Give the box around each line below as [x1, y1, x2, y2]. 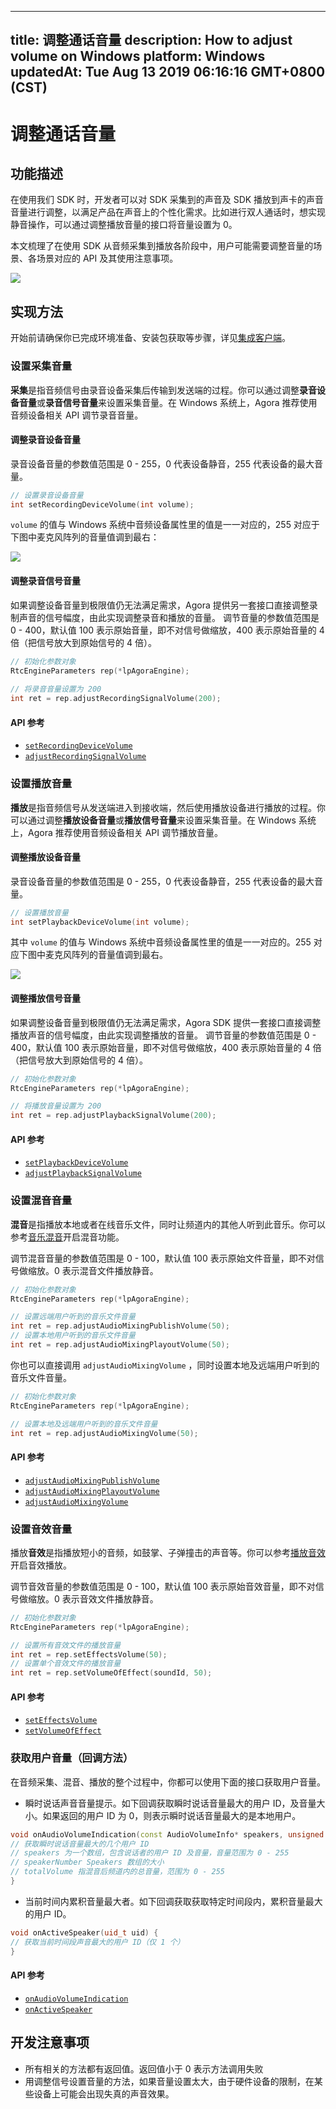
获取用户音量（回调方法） [10, 1751, 134, 1765]
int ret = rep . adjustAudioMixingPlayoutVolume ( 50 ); [10, 1340, 230, 1350]
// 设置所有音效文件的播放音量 [10, 1640, 122, 1650]
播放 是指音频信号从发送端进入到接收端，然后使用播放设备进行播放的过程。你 [10, 801, 326, 813]
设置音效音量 [10, 1522, 73, 1536]
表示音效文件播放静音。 [61, 1592, 159, 1605]
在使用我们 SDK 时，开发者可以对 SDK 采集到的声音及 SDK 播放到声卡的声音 [10, 194, 325, 206]
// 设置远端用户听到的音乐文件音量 [10, 1312, 136, 1322]
